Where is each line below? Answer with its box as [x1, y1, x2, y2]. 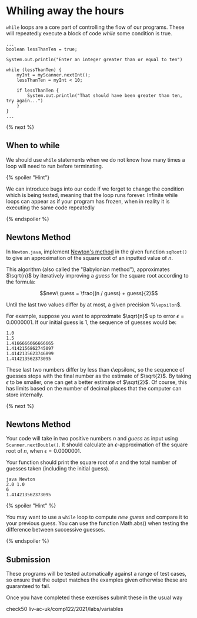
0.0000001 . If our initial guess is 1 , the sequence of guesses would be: [6, 319, 177, 326]
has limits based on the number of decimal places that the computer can [6, 385, 182, 392]
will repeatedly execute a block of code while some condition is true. [6, 29, 172, 36]
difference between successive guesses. [6, 526, 106, 533]
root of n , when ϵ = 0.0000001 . [6, 447, 82, 455]
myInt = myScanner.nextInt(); [16, 72, 91, 78]
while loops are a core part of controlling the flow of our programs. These [6, 24, 185, 31]
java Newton [6, 476, 35, 483]
